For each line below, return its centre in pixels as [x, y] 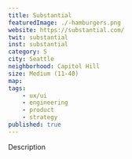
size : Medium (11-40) [44, 74]
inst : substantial [38, 45]
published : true [35, 125]
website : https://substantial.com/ [66, 30]
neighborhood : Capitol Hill [54, 67]
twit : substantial [38, 37]
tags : [17, 88]
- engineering [45, 103]
